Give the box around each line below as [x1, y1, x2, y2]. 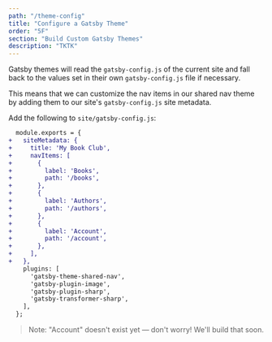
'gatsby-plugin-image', [29, 279, 111, 288]
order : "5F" [8, 27, 49, 35]
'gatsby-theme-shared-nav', [29, 272, 126, 280]
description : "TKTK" [8, 42, 79, 50]
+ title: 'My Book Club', [8, 144, 111, 152]
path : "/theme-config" [8, 11, 85, 20]
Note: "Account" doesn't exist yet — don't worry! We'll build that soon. [28, 325, 265, 334]
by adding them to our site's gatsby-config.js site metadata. [8, 97, 212, 107]
